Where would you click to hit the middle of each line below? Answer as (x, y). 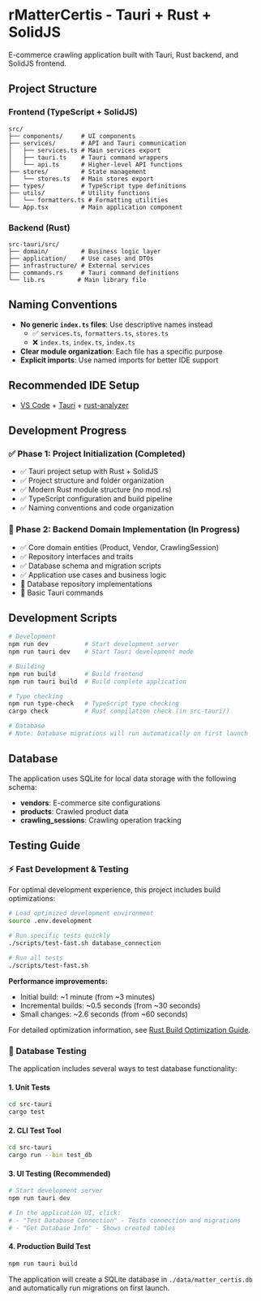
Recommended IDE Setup (74, 386)
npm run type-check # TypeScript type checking (94, 704)
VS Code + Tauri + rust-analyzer (74, 405)
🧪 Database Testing (47, 1051)
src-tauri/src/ (34, 244)
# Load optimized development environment (81, 913)
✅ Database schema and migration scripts (91, 566)
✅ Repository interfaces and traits (77, 556)
